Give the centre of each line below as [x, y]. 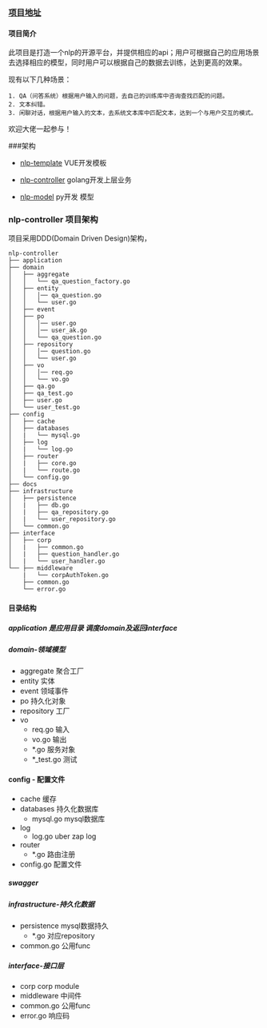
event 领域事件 [44, 691]
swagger [24, 883]
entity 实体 [37, 681]
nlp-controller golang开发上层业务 [76, 180]
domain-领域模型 [37, 649]
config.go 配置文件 [51, 864]
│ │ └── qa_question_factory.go [69, 281]
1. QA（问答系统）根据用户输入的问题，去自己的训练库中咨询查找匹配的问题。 [119, 96]
